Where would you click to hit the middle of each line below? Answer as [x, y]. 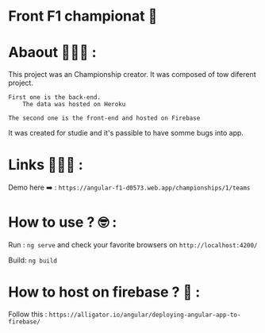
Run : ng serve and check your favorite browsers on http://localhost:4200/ [133, 245]
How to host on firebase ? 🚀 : [104, 292]
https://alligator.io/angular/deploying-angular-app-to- [145, 315]
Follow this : [28, 314]
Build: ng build [33, 260]
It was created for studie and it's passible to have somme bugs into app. [126, 133]
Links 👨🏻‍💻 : [46, 165]
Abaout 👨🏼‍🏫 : [52, 53]
